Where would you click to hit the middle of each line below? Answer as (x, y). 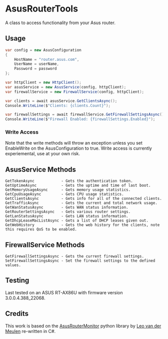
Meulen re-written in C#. (30, 331)
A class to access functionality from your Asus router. (60, 23)
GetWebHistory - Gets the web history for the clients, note (82, 225)
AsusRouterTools (42, 9)
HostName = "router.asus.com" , (47, 59)
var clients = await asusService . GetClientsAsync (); (61, 101)
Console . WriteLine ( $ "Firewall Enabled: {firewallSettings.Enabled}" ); (80, 119)
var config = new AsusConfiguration (43, 50)
